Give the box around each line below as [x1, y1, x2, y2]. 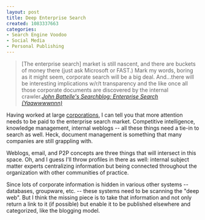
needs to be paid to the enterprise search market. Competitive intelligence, [6, 117, 195, 125]
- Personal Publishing [6, 44, 64, 50]
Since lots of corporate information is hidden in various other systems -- [6, 181, 188, 188]
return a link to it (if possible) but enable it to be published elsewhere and [6, 200, 191, 208]
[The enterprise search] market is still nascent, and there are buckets [21, 60, 196, 68]
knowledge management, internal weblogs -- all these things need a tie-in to [6, 124, 199, 132]
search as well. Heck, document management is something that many [6, 130, 182, 138]
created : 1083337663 [6, 20, 59, 26]
